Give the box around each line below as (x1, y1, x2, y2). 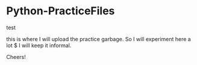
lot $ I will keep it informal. (6, 42, 72, 49)
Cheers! (6, 53, 26, 60)
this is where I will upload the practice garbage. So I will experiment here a (6, 35, 191, 42)
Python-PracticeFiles (6, 4, 115, 18)
